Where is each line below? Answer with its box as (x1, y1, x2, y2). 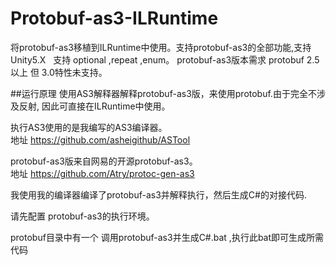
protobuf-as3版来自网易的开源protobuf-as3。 (10, 155, 198, 167)
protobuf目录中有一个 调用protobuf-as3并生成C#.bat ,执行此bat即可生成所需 (10, 231, 325, 243)
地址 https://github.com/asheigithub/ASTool (10, 133, 191, 146)
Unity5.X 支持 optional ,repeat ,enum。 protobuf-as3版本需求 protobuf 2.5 (10, 53, 320, 66)
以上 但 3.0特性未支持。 (10, 66, 108, 78)
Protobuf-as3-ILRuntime (10, 7, 219, 30)
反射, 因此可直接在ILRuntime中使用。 (18, 100, 171, 112)
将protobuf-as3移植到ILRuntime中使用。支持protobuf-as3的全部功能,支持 (10, 41, 312, 53)
